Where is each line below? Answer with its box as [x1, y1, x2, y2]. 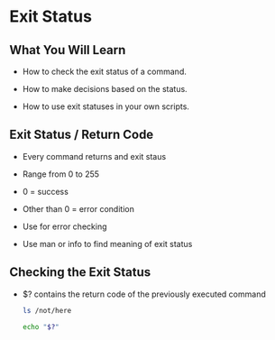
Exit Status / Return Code [9, 127, 154, 142]
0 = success [22, 186, 69, 197]
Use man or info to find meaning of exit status [22, 238, 193, 249]
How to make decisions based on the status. [22, 84, 188, 94]
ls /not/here [22, 306, 72, 315]
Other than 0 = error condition [22, 203, 135, 214]
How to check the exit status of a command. [22, 66, 187, 77]
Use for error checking [22, 221, 107, 232]
